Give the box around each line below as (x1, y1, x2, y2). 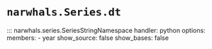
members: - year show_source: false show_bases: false (6, 34, 169, 42)
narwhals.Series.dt (6, 6, 121, 19)
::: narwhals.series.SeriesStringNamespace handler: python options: (6, 26, 206, 34)
